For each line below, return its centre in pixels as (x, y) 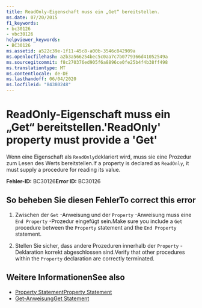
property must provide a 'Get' (82, 140)
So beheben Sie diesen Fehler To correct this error (101, 200)
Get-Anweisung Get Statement (52, 298)
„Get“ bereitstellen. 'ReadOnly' (84, 127)
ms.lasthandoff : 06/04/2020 (41, 79)
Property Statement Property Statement (63, 292)
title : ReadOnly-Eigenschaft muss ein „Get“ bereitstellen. (83, 12)
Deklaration (29, 252)
